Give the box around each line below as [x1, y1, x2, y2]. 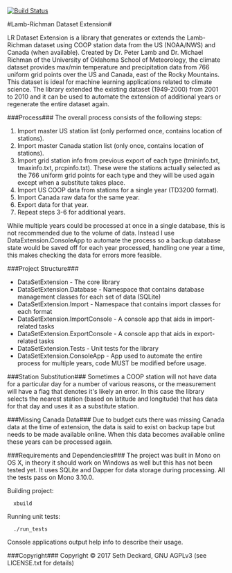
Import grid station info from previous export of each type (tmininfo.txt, [17, 156, 220, 165]
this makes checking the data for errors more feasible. [7, 251, 162, 259]
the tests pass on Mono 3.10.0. [7, 473, 94, 481]
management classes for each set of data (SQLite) [17, 292, 161, 301]
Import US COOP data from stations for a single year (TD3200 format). [17, 186, 220, 194]
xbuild [13, 500, 33, 507]
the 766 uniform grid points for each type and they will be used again [17, 171, 215, 179]
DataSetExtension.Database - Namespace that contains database [17, 285, 204, 293]
